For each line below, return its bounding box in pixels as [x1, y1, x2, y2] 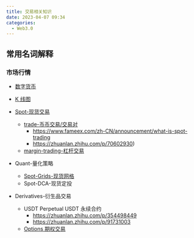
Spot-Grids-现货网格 [23, 172, 75, 179]
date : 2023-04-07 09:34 [6, 14, 66, 20]
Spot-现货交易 [14, 108, 50, 115]
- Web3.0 [11, 25, 33, 32]
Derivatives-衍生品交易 [14, 192, 72, 199]
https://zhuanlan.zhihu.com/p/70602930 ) [32, 140, 136, 147]
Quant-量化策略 [14, 159, 54, 167]
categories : [6, 20, 36, 26]
